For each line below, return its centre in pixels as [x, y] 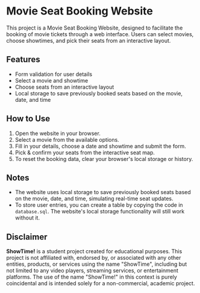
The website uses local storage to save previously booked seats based [103, 192]
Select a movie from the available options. [67, 139]
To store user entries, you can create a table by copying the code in [99, 205]
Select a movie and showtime [52, 80]
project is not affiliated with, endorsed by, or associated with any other [94, 258]
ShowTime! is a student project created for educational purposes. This [94, 251]
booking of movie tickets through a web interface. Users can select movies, [100, 34]
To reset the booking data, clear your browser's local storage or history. [104, 159]
